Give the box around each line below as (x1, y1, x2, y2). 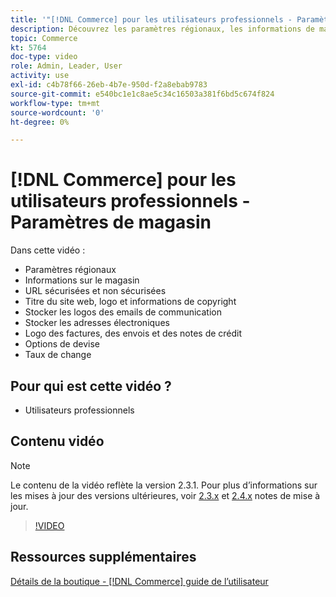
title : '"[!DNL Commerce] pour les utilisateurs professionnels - (10, 14, 293, 25)
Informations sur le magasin (24, 274, 140, 286)
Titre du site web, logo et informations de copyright (24, 296, 237, 308)
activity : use (10, 71, 70, 81)
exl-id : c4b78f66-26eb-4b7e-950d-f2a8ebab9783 (10, 80, 208, 90)
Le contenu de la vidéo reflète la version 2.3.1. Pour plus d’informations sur (10, 479, 318, 491)
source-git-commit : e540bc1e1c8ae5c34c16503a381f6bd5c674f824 (10, 89, 275, 99)
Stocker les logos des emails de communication (24, 306, 222, 318)
